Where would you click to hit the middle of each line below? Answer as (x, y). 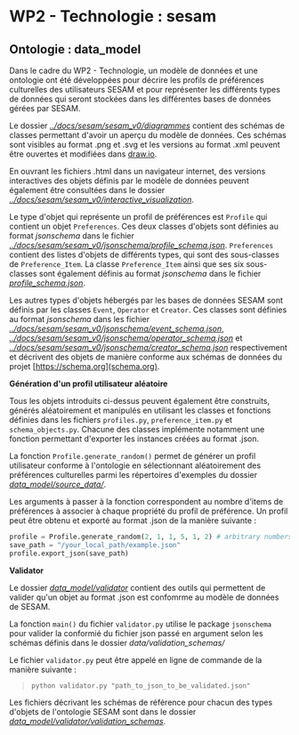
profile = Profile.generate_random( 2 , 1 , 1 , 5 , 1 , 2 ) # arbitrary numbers (151, 537)
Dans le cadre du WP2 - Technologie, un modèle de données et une (133, 70)
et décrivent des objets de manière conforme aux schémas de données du (146, 357)
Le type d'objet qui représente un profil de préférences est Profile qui (138, 217)
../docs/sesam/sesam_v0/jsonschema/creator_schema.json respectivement (148, 347)
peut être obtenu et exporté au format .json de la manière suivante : (133, 521)
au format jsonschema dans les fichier (79, 319)
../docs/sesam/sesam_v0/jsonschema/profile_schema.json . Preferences (141, 245)
